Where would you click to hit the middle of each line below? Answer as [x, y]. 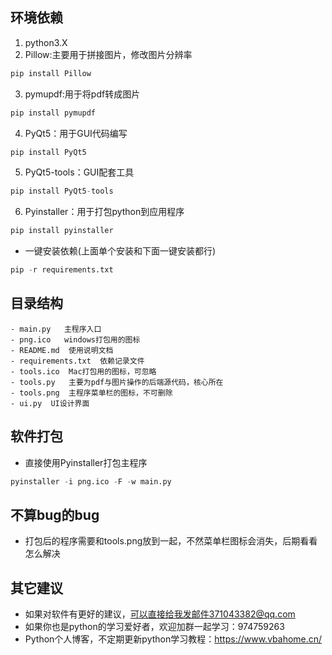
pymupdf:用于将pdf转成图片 [82, 94]
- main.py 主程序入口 [56, 329]
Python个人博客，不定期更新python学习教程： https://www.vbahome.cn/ [173, 639]
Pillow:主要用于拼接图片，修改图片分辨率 [108, 54]
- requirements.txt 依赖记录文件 [77, 361]
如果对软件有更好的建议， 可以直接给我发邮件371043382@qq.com [160, 614]
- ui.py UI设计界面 [50, 403]
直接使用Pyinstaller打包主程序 [86, 462]
